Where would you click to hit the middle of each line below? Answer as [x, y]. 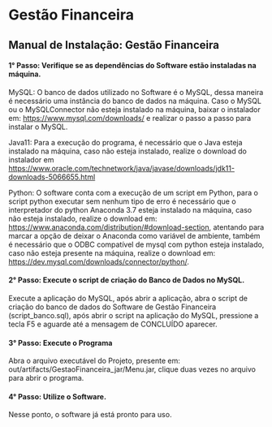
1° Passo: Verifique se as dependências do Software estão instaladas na [133, 66]
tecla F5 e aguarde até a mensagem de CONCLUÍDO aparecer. [113, 324]
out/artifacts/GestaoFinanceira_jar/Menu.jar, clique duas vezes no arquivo [132, 369]
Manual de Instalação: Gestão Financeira [114, 45]
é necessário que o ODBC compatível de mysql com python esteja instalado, [136, 244]
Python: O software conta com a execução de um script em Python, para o [133, 192]
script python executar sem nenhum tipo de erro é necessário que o [123, 201]
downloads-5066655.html [52, 177]
